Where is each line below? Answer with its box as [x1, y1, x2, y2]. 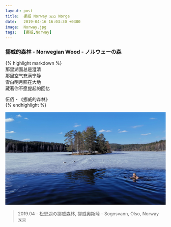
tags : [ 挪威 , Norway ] [5, 30, 52, 35]
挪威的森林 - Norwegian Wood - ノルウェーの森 [5, 49, 122, 56]
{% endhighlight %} [5, 102, 47, 108]
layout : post [5, 8, 33, 13]
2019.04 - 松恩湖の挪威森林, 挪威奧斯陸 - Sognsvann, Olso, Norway [17, 211, 159, 217]
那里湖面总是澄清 [5, 66, 41, 73]
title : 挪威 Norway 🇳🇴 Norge [5, 13, 70, 19]
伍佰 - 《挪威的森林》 [5, 96, 50, 102]
